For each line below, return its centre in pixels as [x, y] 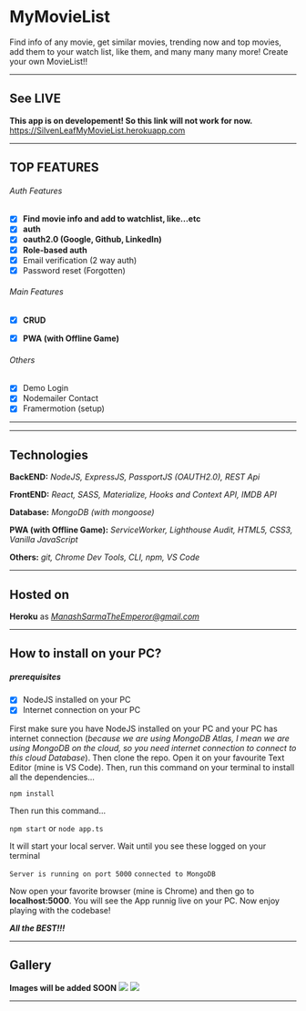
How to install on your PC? [86, 654]
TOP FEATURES [54, 167]
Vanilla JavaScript [44, 540]
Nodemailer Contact [60, 398]
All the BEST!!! [37, 928]
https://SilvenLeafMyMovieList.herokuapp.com [97, 130]
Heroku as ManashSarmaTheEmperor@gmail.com [105, 616]
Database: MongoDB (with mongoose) [82, 512]
